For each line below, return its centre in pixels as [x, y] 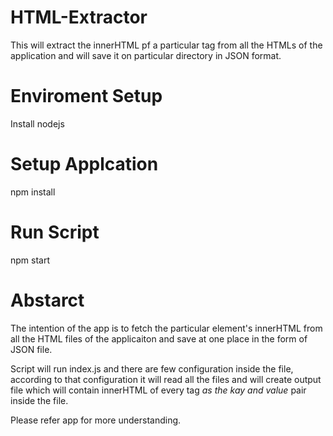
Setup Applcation [84, 164]
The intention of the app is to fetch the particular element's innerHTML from [166, 328]
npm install [33, 192]
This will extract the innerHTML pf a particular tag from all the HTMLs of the [166, 45]
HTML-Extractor [79, 17]
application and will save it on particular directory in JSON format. [146, 55]
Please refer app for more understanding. [96, 420]
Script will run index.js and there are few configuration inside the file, [152, 368]
